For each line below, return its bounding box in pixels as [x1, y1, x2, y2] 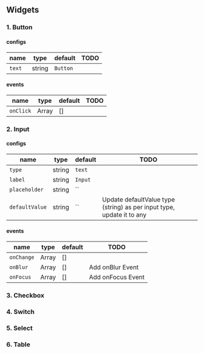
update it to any [102, 210, 147, 218]
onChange [9, 254, 35, 261]
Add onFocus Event [89, 273, 144, 282]
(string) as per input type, [102, 203, 175, 211]
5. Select [6, 324, 33, 332]
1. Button [6, 23, 33, 32]
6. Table [6, 340, 30, 349]
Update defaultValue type [102, 195, 175, 203]
